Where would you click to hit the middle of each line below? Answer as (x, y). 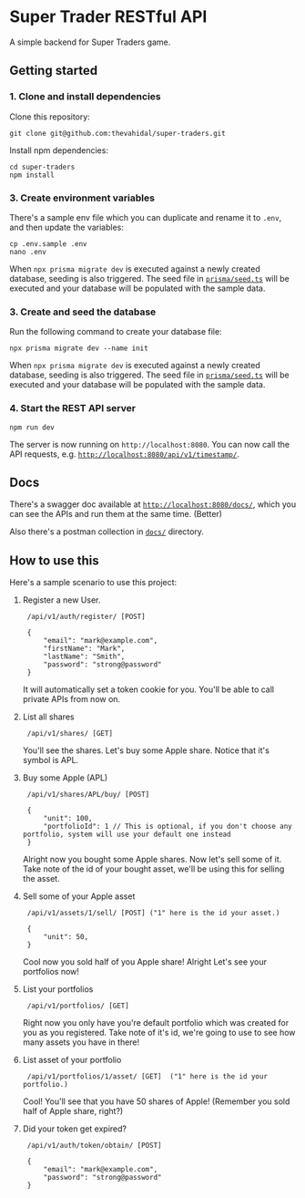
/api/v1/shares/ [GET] (70, 734)
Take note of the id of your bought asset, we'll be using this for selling (153, 869)
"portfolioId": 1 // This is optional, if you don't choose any (168, 827)
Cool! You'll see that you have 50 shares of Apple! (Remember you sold (156, 1101)
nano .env (28, 252)
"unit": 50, (66, 937)
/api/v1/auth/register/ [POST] (86, 617)
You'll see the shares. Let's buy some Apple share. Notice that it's (146, 750)
